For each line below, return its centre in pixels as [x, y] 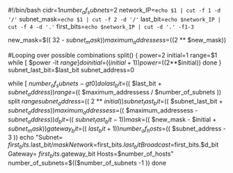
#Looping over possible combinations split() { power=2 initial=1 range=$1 [113, 55]
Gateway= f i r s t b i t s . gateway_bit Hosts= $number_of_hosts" [91, 154]
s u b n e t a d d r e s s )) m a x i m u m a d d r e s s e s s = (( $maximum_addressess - [103, 111]
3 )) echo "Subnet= [35, 138]
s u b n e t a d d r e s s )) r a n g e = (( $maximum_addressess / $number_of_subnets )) [115, 93]
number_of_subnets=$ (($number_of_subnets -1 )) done [87, 163]
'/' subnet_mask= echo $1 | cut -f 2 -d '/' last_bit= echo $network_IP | [114, 19]
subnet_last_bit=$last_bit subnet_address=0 [71, 69]
